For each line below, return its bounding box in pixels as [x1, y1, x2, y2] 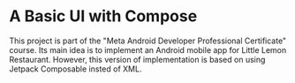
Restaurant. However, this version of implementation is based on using [9, 54, 266, 64]
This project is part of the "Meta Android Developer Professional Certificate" [9, 35, 287, 46]
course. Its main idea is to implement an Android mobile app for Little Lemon [9, 44, 287, 55]
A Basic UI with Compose [9, 6, 198, 26]
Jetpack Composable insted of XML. [9, 64, 142, 74]
